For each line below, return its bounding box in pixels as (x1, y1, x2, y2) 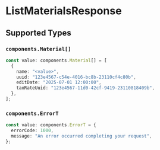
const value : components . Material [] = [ (5, 58, 108, 63)
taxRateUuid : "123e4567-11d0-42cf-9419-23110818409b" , (16, 85, 155, 91)
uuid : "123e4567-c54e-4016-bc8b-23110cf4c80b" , (16, 74, 136, 80)
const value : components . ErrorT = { (5, 122, 96, 128)
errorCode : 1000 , (11, 127, 54, 134)
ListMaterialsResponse (5, 4, 123, 18)
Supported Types (5, 28, 72, 38)
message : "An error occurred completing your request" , (11, 133, 152, 139)
